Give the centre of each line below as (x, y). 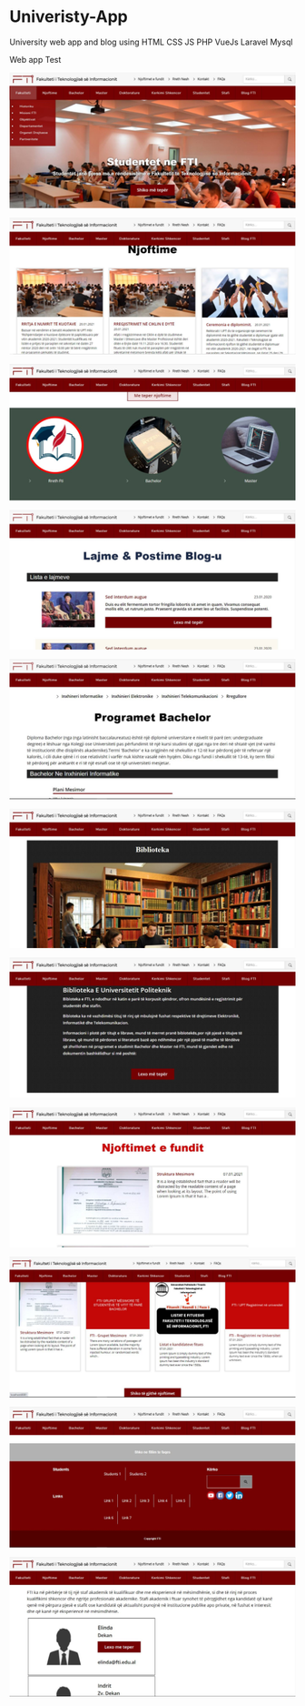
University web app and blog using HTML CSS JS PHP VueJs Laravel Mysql (151, 42)
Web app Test (35, 59)
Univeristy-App (69, 17)
